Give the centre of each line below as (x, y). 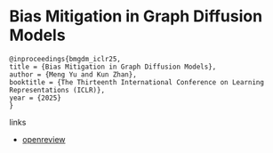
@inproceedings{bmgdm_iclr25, (65, 59)
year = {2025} (36, 98)
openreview (44, 139)
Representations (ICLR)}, (57, 90)
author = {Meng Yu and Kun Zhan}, (73, 74)
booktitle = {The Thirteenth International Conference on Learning (137, 82)
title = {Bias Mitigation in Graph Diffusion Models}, (113, 67)
